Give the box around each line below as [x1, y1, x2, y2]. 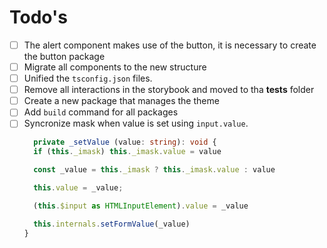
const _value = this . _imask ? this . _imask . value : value [33, 165, 276, 175]
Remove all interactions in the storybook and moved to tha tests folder [23, 84, 315, 96]
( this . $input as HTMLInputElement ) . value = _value [33, 201, 249, 211]
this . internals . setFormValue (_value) [33, 219, 191, 229]
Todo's [9, 6, 68, 29]
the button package [23, 51, 106, 62]
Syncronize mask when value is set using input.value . [23, 117, 249, 130]
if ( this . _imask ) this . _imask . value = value [33, 147, 222, 157]
